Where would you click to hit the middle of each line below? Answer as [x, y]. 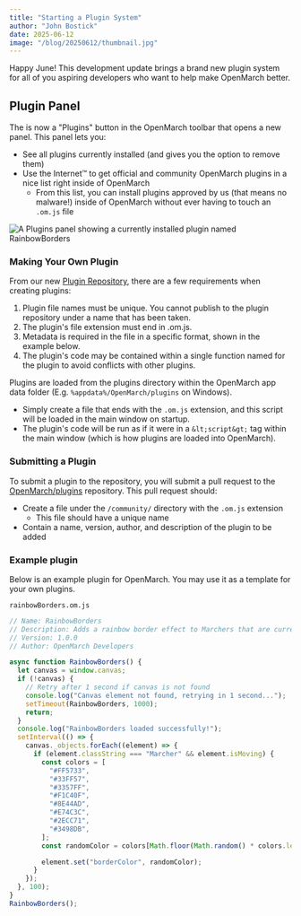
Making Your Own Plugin [64, 261]
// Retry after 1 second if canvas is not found [118, 687]
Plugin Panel [45, 105]
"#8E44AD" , [69, 804]
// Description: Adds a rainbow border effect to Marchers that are [140, 629]
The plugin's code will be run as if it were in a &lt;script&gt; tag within [154, 429]
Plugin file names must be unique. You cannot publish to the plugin [146, 308]
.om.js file [55, 212]
